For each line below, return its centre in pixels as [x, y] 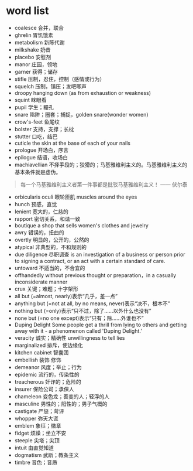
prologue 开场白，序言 [42, 150]
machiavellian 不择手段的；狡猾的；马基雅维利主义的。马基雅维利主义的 [101, 165]
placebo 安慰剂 [33, 57]
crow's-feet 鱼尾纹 [37, 122]
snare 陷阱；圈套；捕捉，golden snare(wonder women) [81, 114]
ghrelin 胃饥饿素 [34, 35]
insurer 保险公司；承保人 [44, 389]
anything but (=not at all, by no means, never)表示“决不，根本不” [92, 303]
